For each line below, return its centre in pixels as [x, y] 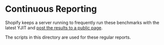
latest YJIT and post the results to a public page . [54, 27]
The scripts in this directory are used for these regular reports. [68, 37]
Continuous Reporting [51, 9]
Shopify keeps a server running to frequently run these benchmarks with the [82, 22]
